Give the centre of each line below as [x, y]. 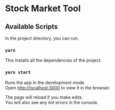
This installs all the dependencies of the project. [53, 60]
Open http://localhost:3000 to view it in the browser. [58, 88]
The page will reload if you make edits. [44, 97]
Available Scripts [31, 27]
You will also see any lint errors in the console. [52, 102]
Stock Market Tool [43, 9]
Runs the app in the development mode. [45, 82]
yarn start [18, 72]
